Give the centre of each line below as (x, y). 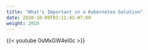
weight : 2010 (23, 23)
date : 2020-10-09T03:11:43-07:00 (49, 18)
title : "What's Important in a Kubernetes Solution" (75, 12)
